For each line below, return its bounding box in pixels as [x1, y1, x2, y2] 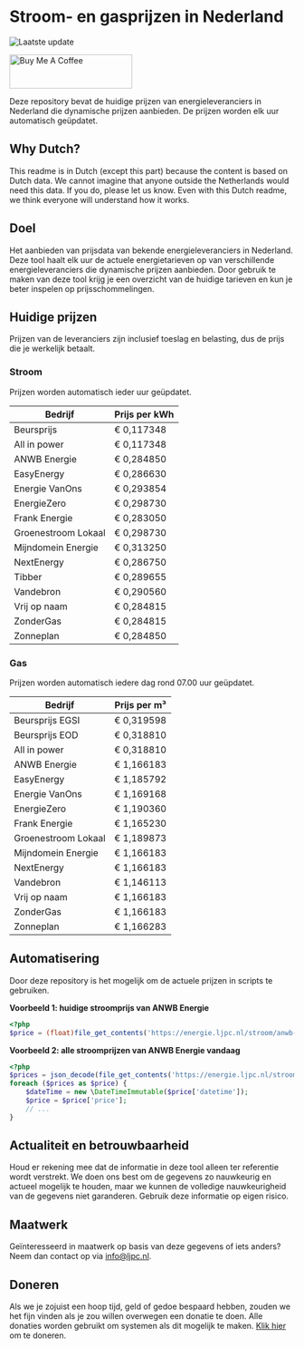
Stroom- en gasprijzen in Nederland [9, 6, 284, 27]
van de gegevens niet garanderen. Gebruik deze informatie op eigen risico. [9, 1190, 290, 1202]
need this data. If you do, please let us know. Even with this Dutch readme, [9, 184, 288, 196]
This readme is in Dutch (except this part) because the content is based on [9, 165, 288, 176]
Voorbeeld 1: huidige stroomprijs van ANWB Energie [9, 1002, 210, 1013]
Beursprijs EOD [14, 728, 79, 741]
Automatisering [9, 951, 100, 966]
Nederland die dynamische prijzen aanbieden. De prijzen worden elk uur [9, 105, 280, 116]
